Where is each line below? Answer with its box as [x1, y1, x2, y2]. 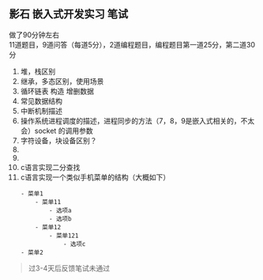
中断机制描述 [20, 106, 62, 115]
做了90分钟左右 [9, 30, 60, 40]
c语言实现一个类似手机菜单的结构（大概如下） [20, 172, 171, 182]
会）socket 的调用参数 [20, 126, 93, 135]
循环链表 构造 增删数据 [20, 86, 94, 96]
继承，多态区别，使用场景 [20, 76, 104, 85]
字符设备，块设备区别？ [20, 135, 97, 145]
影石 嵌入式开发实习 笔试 [9, 7, 129, 21]
